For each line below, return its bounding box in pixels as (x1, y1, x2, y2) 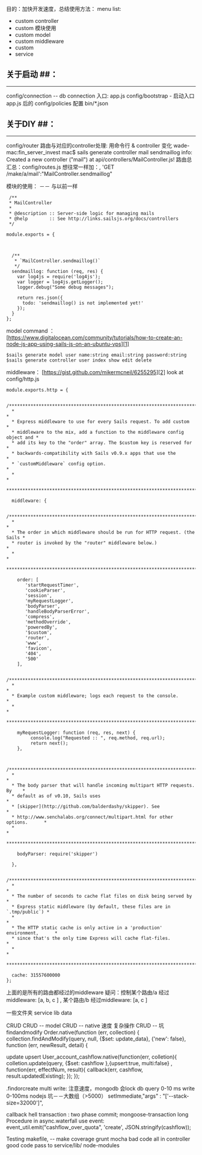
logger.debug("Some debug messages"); (17, 284, 114, 290)
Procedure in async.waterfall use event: (6, 1117, 105, 1124)
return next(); (30, 740, 69, 746)
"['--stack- (162, 1092, 189, 1100)
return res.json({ (17, 295, 63, 301)
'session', (25, 592, 52, 598)
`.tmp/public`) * (6, 909, 50, 915)
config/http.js (6, 375, 40, 383)
